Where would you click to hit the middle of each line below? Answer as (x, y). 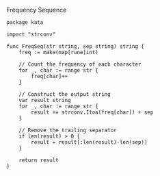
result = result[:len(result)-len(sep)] (89, 142)
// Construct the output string (65, 95)
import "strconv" (31, 34)
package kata (25, 23)
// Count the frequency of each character (80, 64)
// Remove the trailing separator (68, 130)
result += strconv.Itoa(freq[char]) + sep (92, 112)
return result (39, 160)
